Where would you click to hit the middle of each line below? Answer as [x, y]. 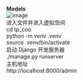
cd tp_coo [19, 29]
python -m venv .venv [34, 36]
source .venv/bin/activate [38, 42]
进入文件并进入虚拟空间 [36, 23]
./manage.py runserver [35, 56]
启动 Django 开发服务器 [36, 49]
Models [16, 9]
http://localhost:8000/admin [42, 71]
